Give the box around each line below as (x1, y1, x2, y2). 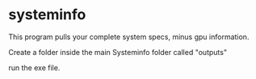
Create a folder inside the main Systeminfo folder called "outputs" (8, 47, 228, 57)
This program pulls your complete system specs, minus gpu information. (8, 32, 250, 41)
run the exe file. (8, 62, 61, 73)
